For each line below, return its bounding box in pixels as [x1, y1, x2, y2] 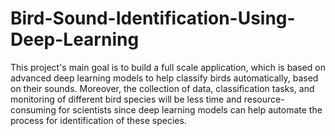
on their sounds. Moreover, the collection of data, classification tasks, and [10, 82, 315, 94]
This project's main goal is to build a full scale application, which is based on [10, 61, 326, 73]
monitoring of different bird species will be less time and [10, 93, 242, 105]
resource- [243, 93, 285, 105]
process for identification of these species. [10, 114, 187, 126]
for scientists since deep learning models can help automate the [58, 103, 323, 116]
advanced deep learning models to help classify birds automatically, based [10, 72, 319, 84]
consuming [10, 103, 57, 116]
